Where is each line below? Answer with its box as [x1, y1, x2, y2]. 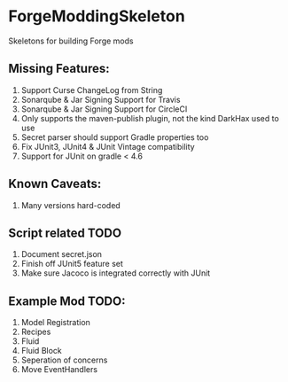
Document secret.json [20, 249, 103, 260]
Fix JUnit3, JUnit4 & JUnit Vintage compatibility [20, 141, 196, 152]
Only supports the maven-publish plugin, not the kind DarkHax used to [20, 113, 280, 123]
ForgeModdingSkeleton [8, 6, 185, 27]
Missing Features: [8, 61, 110, 76]
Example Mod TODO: [8, 293, 126, 308]
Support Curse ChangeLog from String [20, 84, 163, 95]
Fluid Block [20, 346, 63, 356]
